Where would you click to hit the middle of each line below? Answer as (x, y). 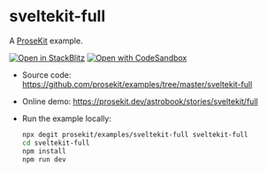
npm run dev (44, 159)
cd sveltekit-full (56, 143)
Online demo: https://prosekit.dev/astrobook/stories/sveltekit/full (140, 101)
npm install (44, 151)
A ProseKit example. (46, 41)
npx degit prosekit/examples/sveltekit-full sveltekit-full (135, 134)
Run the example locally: (67, 118)
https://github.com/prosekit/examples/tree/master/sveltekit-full (137, 84)
